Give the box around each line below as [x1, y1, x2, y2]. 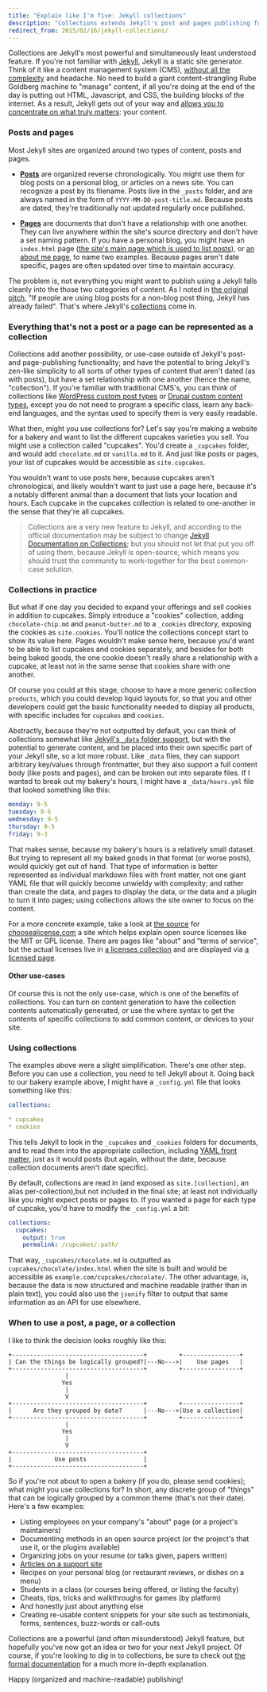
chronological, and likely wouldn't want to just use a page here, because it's [8, 481, 257, 491]
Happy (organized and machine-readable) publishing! [8, 1675, 184, 1684]
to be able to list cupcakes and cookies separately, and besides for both [8, 645, 244, 654]
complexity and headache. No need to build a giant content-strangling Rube [8, 73, 257, 83]
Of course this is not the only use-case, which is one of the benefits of [8, 988, 239, 998]
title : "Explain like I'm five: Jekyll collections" [8, 11, 187, 20]
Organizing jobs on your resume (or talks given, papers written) [19, 1550, 228, 1560]
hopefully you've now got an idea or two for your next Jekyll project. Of [8, 1642, 242, 1651]
